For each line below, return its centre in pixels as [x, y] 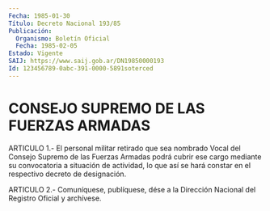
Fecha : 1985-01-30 [39, 16]
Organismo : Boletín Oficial [63, 38]
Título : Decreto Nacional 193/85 [65, 23]
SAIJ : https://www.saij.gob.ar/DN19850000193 [86, 61]
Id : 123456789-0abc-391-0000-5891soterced [81, 69]
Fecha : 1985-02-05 [47, 46]
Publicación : [30, 31]
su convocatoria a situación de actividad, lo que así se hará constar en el [130, 165]
